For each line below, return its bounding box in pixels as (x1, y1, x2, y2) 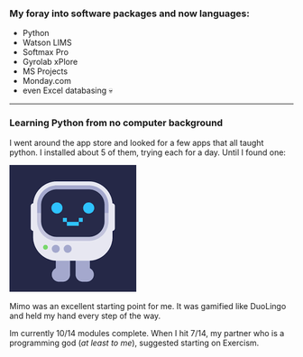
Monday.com (22, 76, 72, 87)
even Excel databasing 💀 (22, 85, 114, 96)
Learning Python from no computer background (9, 116, 224, 129)
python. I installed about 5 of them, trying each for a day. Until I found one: (9, 147, 287, 158)
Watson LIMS (22, 37, 72, 48)
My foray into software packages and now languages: (9, 7, 250, 20)
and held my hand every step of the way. (9, 310, 161, 321)
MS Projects (22, 66, 69, 77)
